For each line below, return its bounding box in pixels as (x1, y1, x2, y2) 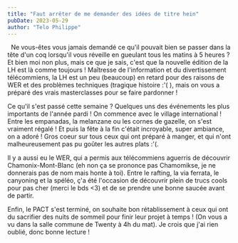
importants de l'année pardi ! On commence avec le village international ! (7, 109, 222, 118)
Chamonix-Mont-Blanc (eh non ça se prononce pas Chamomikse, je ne (7, 161, 216, 170)
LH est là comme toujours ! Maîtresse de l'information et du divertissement (7, 65, 227, 75)
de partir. (7, 191, 34, 200)
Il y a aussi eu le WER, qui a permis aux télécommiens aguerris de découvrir (7, 153, 230, 162)
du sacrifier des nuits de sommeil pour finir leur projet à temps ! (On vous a (7, 212, 228, 221)
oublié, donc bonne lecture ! (7, 228, 90, 237)
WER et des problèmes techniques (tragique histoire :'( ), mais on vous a (7, 81, 220, 90)
